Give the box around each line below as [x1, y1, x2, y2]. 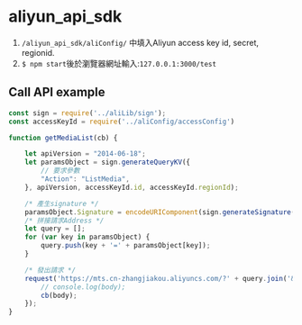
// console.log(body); [41, 282, 126, 292]
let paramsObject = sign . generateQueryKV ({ [24, 158, 191, 167]
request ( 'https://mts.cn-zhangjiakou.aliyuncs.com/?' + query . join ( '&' [24, 274, 299, 283]
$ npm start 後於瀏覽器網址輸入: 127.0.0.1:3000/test [21, 58, 217, 68]
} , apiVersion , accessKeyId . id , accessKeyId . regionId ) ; [24, 183, 240, 192]
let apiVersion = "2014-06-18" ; [24, 149, 146, 158]
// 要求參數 [41, 167, 80, 176]
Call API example [8, 85, 105, 100]
